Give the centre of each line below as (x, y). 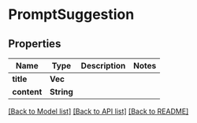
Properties (35, 44)
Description (103, 66)
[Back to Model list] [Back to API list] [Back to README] (98, 111)
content (27, 92)
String (61, 92)
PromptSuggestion (71, 15)
